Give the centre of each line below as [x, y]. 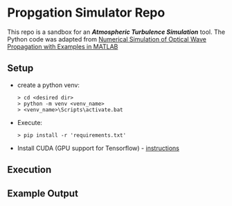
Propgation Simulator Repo [86, 13]
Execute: [30, 122]
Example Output [43, 193]
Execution [29, 170]
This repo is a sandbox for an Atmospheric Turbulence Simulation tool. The [116, 32]
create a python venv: [48, 85]
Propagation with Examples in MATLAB [63, 46]
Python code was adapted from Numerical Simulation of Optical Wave [107, 39]
